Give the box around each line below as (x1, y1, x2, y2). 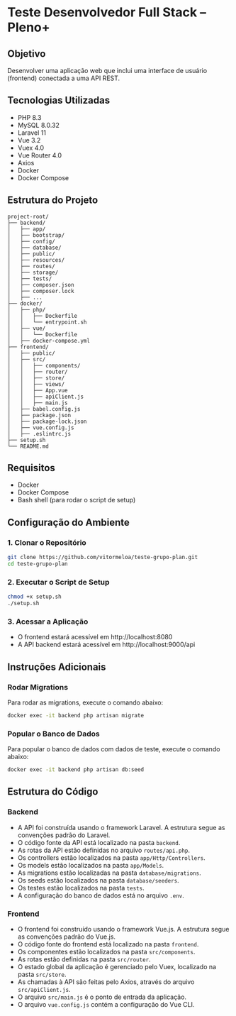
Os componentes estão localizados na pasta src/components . (17, 947, 196, 956)
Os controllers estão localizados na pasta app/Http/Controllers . (17, 853, 206, 862)
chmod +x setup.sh (7, 593, 62, 600)
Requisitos (7, 462, 55, 474)
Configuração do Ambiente (7, 516, 130, 529)
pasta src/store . (17, 970, 67, 978)
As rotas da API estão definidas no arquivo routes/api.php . (17, 846, 190, 854)
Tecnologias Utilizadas (7, 94, 111, 106)
